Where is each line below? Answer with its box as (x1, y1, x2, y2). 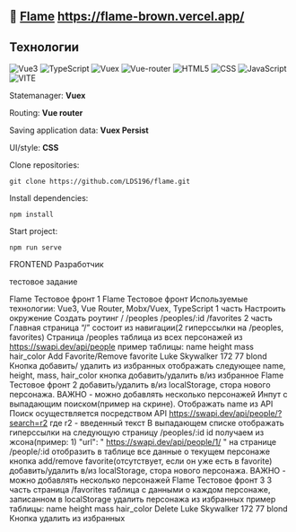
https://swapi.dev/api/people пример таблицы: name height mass (9, 342, 254, 353)
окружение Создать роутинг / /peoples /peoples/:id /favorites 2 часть (9, 313, 274, 324)
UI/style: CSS (9, 143, 59, 153)
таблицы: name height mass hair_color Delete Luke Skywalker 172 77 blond (9, 503, 289, 514)
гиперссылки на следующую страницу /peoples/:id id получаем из (9, 427, 265, 438)
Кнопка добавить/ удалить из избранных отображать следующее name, (9, 361, 286, 371)
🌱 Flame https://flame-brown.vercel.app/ (9, 9, 245, 24)
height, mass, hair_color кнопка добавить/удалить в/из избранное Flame (9, 370, 284, 381)
